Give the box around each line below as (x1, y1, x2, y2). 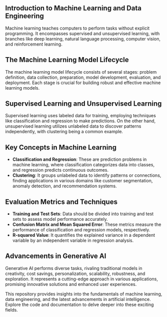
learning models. (5, 85, 40, 91)
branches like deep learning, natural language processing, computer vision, (5, 36, 161, 42)
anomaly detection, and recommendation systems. (12, 183, 117, 189)
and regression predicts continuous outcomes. (12, 167, 109, 173)
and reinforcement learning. (5, 41, 62, 47)
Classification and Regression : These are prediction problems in (12, 156, 147, 162)
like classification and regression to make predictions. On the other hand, (5, 118, 156, 124)
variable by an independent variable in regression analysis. (12, 237, 134, 243)
